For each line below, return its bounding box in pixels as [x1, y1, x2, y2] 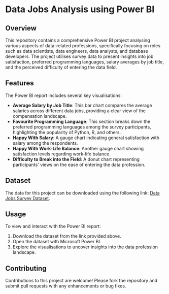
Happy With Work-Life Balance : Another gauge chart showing [12, 145, 144, 151]
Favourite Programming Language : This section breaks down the [12, 118, 151, 124]
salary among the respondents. [12, 140, 78, 146]
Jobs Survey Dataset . [5, 195, 50, 201]
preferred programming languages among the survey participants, [12, 123, 151, 130]
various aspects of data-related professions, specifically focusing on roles [5, 43, 161, 49]
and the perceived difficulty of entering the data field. [5, 64, 117, 70]
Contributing [5, 264, 47, 273]
